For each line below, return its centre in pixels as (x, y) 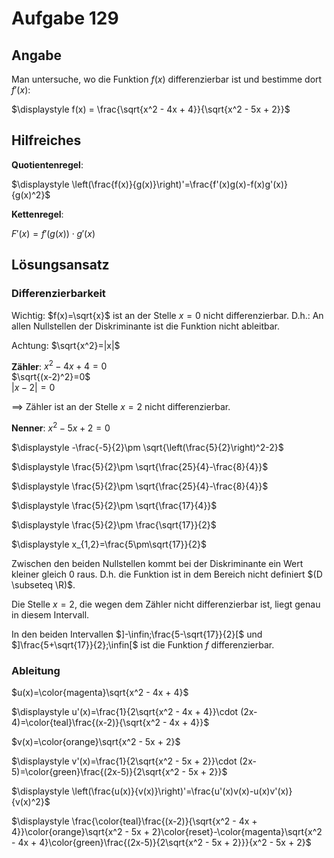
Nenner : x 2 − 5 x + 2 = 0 (61, 427)
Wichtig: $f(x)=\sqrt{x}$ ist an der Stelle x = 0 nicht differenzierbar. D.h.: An (167, 315)
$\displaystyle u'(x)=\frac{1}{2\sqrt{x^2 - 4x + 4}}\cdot (125, 712)
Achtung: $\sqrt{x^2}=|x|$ (66, 345)
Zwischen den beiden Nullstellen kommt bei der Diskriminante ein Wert (157, 563)
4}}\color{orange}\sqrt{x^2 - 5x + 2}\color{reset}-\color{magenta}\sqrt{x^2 (167, 832)
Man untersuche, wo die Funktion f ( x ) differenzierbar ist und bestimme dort (167, 79)
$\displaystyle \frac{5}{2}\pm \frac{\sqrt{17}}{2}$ (114, 524)
